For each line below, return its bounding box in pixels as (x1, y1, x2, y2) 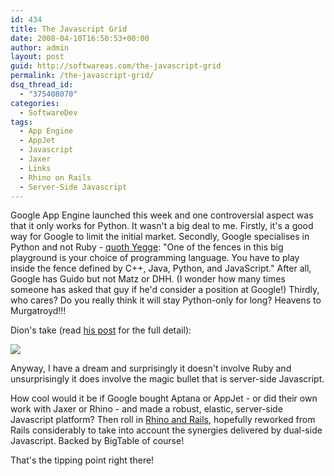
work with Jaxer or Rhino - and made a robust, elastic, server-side (10, 403, 283, 415)
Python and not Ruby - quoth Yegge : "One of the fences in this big (10, 241, 284, 253)
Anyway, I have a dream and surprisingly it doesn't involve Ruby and (10, 362, 292, 375)
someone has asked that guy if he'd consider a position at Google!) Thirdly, (10, 284, 320, 296)
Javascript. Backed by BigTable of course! (10, 435, 185, 447)
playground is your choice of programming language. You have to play (10, 252, 300, 264)
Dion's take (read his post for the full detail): (10, 324, 192, 336)
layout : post (10, 52, 65, 62)
